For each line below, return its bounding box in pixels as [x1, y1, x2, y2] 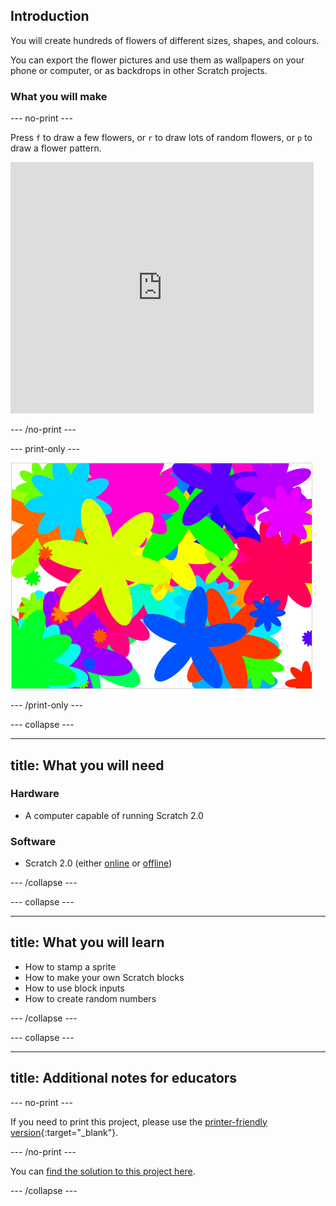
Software [10, 834, 57, 848]
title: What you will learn [10, 934, 165, 951]
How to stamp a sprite [24, 960, 117, 973]
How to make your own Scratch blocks [24, 971, 185, 983]
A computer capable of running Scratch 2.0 [24, 809, 204, 821]
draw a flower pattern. [10, 142, 102, 154]
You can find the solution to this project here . [10, 1165, 196, 1177]
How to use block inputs [24, 982, 125, 994]
